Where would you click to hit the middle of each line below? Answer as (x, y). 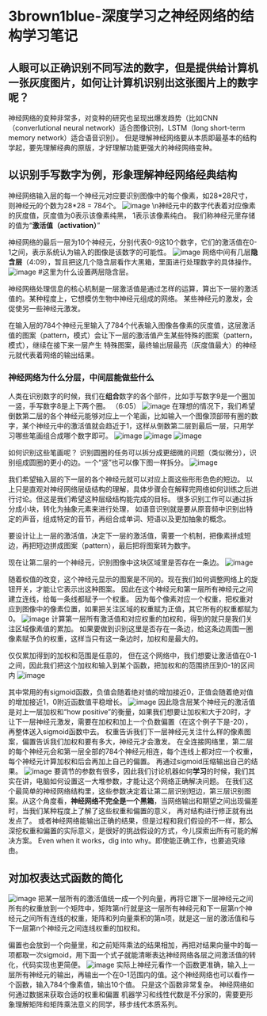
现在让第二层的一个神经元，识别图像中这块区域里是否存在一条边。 (116, 562)
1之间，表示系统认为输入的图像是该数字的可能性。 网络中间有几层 (130, 252)
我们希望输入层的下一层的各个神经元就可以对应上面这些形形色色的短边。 (126, 479)
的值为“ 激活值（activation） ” (54, 225)
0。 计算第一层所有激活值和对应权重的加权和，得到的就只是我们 (127, 619)
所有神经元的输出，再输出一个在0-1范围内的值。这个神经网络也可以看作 (131, 974)
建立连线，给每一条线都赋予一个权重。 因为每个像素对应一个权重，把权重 (127, 599)
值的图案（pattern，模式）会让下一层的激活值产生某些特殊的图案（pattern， (133, 335)
